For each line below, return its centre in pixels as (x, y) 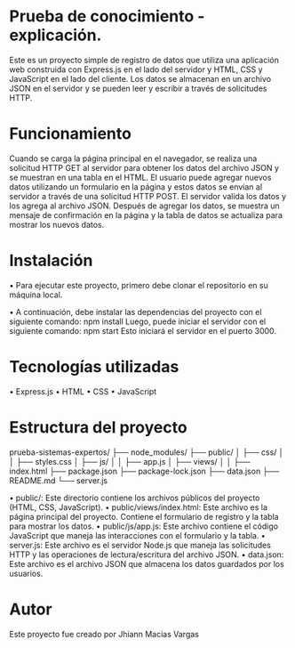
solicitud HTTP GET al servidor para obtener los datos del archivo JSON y (144, 167)
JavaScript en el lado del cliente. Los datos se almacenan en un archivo (140, 78)
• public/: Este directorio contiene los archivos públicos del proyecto (135, 498)
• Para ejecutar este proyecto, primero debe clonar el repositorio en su (139, 285)
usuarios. (26, 573)
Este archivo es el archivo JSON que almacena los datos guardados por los (147, 563)
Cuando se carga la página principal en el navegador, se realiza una (133, 158)
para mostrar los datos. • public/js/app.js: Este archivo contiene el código (144, 526)
